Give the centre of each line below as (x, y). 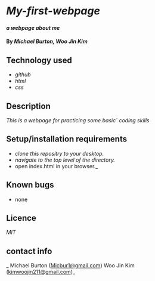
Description (28, 106)
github (23, 75)
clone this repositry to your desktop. (59, 153)
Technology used (39, 60)
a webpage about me (33, 27)
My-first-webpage (53, 11)
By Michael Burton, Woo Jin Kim (47, 41)
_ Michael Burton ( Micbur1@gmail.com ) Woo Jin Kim (71, 265)
